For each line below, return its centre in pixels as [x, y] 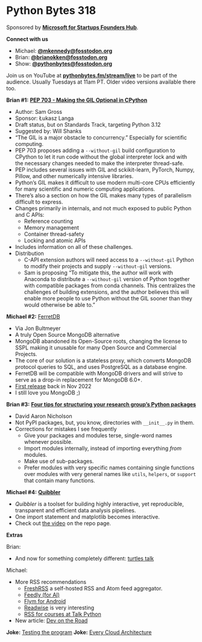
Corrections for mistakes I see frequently [66, 429]
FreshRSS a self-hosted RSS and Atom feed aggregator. [93, 588]
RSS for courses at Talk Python [62, 614]
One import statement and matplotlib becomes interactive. [87, 517]
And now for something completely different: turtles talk [84, 558]
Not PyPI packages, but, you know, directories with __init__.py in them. [105, 422]
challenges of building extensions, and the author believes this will [106, 292]
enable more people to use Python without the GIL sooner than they [108, 298]
